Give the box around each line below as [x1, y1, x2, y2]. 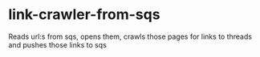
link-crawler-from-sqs [8, 6, 160, 24]
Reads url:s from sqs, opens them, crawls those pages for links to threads [8, 32, 253, 41]
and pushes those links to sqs [8, 40, 107, 49]
